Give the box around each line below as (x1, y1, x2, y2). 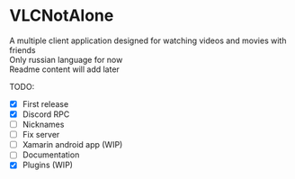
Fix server (22, 130, 60, 140)
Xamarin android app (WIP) (22, 139, 123, 150)
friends (9, 44, 36, 55)
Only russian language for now (9, 54, 123, 65)
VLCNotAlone (9, 5, 114, 26)
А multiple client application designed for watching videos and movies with (9, 35, 287, 46)
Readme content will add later (9, 64, 120, 75)
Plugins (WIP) (22, 159, 74, 171)
